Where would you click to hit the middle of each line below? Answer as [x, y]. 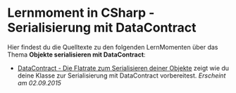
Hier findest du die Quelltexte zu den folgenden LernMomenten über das [113, 47]
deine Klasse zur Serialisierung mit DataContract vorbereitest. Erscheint [122, 76]
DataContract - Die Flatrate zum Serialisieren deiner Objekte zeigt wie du [123, 68]
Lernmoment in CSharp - [81, 13]
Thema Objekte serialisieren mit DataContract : [76, 55]
